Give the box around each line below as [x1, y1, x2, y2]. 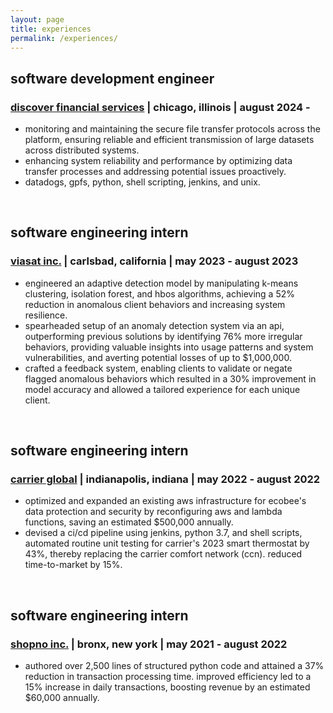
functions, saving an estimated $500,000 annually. [24, 516, 234, 528]
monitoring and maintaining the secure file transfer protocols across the [24, 123, 321, 135]
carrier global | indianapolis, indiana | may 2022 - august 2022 [10, 472, 321, 486]
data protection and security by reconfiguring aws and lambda [24, 506, 283, 518]
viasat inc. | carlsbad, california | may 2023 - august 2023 [10, 254, 299, 268]
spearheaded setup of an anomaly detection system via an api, [24, 319, 285, 331]
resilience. [24, 309, 68, 321]
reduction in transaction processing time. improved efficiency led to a [24, 671, 312, 683]
